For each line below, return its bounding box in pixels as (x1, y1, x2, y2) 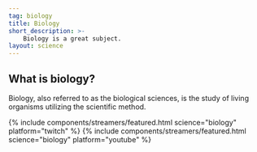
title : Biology (8, 19, 60, 27)
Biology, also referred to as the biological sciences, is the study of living (8, 93, 250, 103)
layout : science (8, 42, 63, 50)
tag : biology (8, 11, 53, 20)
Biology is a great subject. (23, 34, 122, 43)
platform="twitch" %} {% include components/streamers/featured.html (8, 126, 246, 136)
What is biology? (8, 72, 96, 86)
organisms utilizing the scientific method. (8, 102, 146, 112)
